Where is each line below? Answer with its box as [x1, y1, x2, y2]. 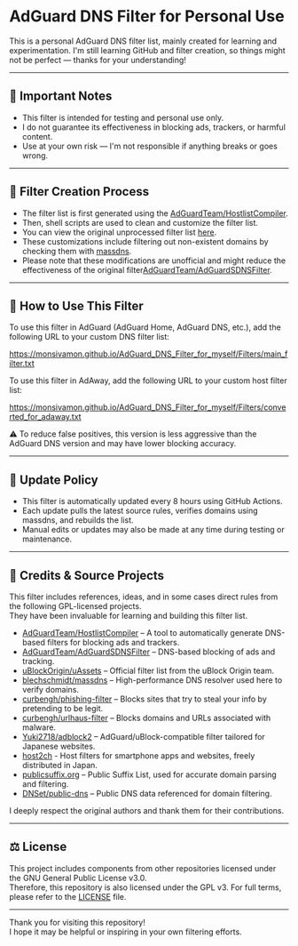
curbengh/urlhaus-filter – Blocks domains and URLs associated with [21, 713, 271, 723]
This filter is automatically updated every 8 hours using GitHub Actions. [21, 496, 283, 507]
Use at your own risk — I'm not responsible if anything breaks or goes [21, 140, 278, 151]
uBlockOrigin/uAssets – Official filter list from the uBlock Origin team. [21, 665, 275, 676]
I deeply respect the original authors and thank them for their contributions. [9, 806, 285, 815]
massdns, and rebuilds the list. [21, 515, 135, 525]
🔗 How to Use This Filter [9, 298, 144, 313]
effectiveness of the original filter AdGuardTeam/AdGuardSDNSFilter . [21, 264, 272, 275]
